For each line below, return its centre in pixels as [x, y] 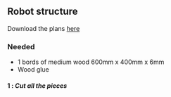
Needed [21, 46]
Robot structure [43, 12]
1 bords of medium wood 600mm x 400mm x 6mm [91, 62]
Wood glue [33, 70]
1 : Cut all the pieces [37, 85]
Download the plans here [44, 28]
